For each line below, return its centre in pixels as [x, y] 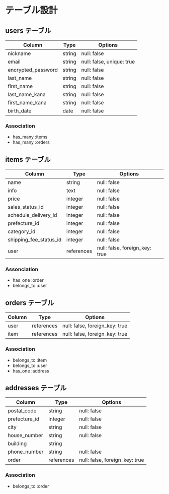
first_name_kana [27, 103]
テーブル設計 [31, 10]
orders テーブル [30, 303]
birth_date [20, 111]
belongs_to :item [30, 360]
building [17, 444]
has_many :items [30, 137]
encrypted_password [33, 70]
